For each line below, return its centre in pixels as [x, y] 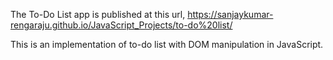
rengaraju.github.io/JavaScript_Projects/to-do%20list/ [121, 25]
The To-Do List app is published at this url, [98, 14]
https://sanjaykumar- [230, 14]
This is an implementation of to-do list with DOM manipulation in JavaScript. [167, 44]
